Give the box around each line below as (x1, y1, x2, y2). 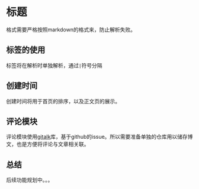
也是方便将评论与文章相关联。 (16, 141, 89, 148)
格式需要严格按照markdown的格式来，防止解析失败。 (6, 26, 136, 33)
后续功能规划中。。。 (6, 177, 53, 184)
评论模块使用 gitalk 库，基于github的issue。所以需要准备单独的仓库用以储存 (6, 133, 188, 141)
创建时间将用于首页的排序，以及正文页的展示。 (6, 97, 120, 105)
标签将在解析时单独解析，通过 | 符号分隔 (6, 61, 102, 69)
